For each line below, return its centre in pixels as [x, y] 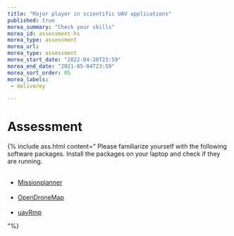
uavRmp [30, 213]
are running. [25, 161]
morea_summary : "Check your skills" [61, 27]
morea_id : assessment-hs [44, 33]
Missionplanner [40, 182]
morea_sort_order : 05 [39, 73]
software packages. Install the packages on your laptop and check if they [114, 154]
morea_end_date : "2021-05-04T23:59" [61, 66]
